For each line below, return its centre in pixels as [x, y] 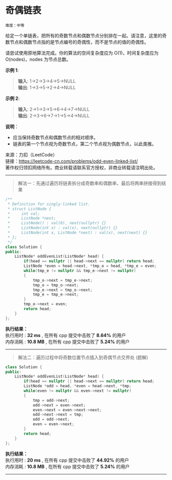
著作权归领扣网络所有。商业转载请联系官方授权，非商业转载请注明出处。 [81, 168]
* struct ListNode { [29, 209]
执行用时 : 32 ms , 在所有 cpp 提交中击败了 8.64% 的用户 [66, 335]
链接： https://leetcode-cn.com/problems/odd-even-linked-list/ [72, 161]
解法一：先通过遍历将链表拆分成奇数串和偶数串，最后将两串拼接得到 [90, 183]
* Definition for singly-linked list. [49, 204]
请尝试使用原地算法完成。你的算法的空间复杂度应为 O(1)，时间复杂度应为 [82, 53]
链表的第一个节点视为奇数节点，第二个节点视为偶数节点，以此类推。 [84, 143]
